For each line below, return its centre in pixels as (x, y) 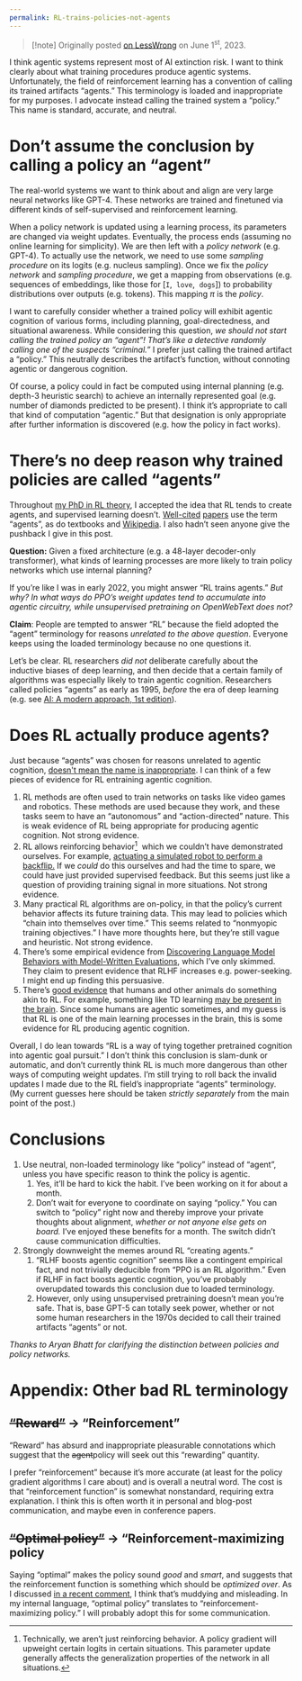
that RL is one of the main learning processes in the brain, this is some (152, 1018)
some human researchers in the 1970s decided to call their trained (158, 1317)
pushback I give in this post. (62, 534)
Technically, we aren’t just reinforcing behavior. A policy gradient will (149, 1639)
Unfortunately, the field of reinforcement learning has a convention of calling (151, 81)
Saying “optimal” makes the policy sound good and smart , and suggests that (151, 1574)
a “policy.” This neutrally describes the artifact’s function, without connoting (150, 359)
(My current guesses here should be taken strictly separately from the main (149, 1093)
